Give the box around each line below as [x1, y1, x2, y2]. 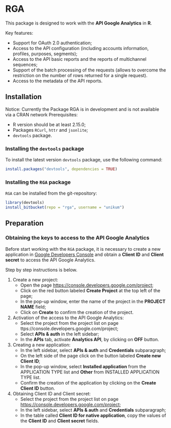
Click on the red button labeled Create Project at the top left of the [20, 287, 161, 294]
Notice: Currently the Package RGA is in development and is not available [5, 106, 159, 112]
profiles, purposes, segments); [12, 51, 78, 57]
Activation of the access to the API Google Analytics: [12, 315, 124, 321]
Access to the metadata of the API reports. [12, 78, 103, 84]
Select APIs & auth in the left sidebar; [20, 330, 100, 337]
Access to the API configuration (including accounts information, [12, 45, 149, 51]
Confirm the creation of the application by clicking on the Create [20, 379, 157, 386]
